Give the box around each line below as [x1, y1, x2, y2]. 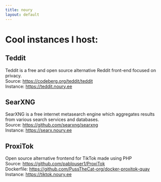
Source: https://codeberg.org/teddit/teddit [5, 78, 93, 84]
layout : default [5, 12, 39, 17]
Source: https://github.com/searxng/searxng [5, 122, 98, 128]
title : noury [5, 7, 33, 13]
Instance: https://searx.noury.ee [5, 127, 72, 134]
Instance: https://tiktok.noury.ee [5, 171, 72, 177]
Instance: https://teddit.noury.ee [5, 83, 72, 89]
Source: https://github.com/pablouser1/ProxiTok [5, 161, 105, 167]
